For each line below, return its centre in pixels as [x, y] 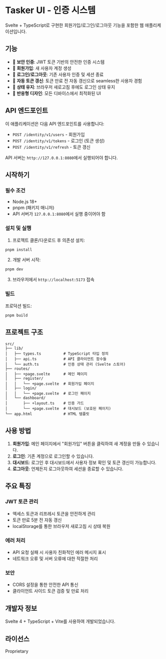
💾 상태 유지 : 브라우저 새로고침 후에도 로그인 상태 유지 [64, 87]
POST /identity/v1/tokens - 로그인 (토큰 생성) [58, 141]
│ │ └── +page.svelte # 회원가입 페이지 [50, 384]
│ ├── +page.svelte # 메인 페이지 [46, 374]
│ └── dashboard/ [25, 398]
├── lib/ [14, 349]
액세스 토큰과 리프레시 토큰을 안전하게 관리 [54, 513]
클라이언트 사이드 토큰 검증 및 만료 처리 [50, 591]
